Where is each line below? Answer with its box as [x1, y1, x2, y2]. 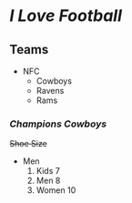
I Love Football [9, 5, 123, 26]
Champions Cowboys [9, 117, 107, 130]
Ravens [36, 86, 65, 96]
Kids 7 [36, 166, 61, 177]
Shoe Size [9, 138, 47, 149]
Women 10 [36, 185, 76, 196]
